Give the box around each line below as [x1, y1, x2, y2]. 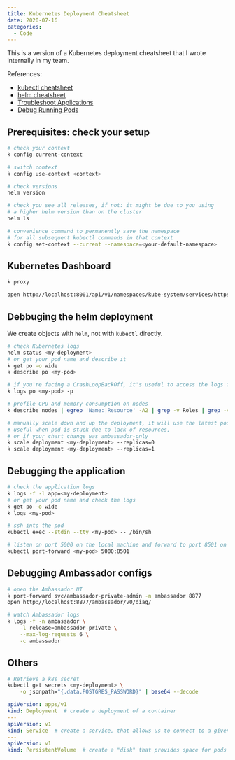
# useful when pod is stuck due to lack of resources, [7, 426, 171, 433]
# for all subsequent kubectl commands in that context [7, 234, 173, 241]
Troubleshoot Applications [17, 99, 94, 107]
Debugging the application [7, 465, 126, 477]
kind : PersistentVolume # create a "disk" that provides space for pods [7, 747, 227, 754]
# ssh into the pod [7, 522, 64, 529]
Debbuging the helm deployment [7, 311, 154, 323]
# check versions [7, 183, 58, 190]
